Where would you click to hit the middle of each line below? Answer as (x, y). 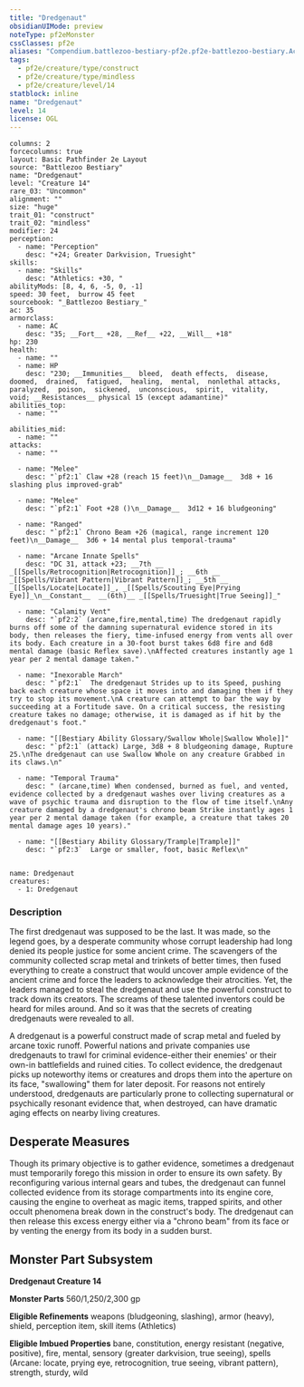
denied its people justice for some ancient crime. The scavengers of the (143, 951)
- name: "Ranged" (50, 525)
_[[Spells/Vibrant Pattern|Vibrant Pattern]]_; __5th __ (119, 580)
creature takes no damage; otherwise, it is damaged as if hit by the (145, 715)
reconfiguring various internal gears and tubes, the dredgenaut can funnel (148, 1183)
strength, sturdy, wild (49, 1372)
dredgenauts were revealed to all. (71, 1018)
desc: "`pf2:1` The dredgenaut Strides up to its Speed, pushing (153, 684)
